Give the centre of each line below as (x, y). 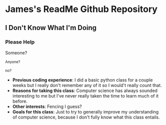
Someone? (16, 52)
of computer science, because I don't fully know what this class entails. (86, 117)
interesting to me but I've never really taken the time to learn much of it (85, 95)
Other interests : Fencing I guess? (47, 106)
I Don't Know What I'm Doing (51, 28)
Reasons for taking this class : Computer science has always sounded (85, 90)
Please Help (20, 42)
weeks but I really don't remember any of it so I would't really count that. (87, 85)
